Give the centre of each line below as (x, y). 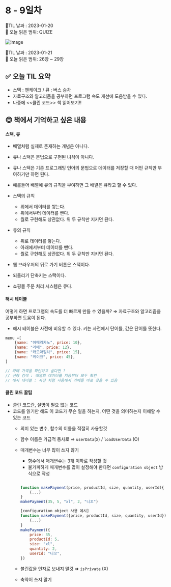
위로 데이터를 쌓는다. (41, 241)
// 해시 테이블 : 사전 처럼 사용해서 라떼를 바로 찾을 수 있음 (61, 380)
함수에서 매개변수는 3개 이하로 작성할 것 (67, 461)
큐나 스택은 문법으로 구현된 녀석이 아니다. (53, 157)
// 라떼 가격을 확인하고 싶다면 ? (35, 371)
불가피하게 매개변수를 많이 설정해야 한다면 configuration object (93, 467)
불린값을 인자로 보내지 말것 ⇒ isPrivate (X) (64, 569)
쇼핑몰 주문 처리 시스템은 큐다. (42, 286)
